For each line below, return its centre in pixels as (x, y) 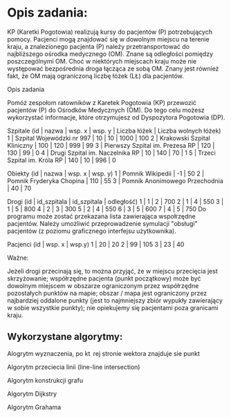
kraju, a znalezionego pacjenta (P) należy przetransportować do (99, 46)
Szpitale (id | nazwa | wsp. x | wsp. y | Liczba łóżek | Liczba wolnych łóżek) (114, 131)
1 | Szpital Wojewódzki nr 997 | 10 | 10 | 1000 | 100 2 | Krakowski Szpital (109, 138)
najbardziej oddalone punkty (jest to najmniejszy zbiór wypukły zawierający (115, 300)
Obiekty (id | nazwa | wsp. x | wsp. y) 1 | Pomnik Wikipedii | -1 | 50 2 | (106, 173)
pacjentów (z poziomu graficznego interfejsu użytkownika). (92, 231)
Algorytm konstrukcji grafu (45, 380)
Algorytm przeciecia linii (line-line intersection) (74, 367)
